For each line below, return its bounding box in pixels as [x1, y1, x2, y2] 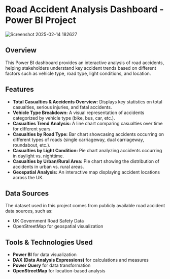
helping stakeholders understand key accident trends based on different [5, 65, 156, 71]
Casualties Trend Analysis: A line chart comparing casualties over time [12, 120, 163, 126]
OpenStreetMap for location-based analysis [12, 268, 106, 274]
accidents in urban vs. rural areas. [12, 163, 84, 170]
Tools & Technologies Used [5, 238, 93, 246]
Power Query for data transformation [12, 262, 91, 268]
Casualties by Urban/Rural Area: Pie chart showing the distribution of [12, 158, 160, 164]
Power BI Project [5, 14, 76, 26]
